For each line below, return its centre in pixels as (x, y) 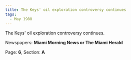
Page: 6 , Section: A (25, 52)
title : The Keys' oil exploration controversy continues (66, 10)
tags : (11, 14)
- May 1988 (21, 19)
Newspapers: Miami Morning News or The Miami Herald (64, 43)
